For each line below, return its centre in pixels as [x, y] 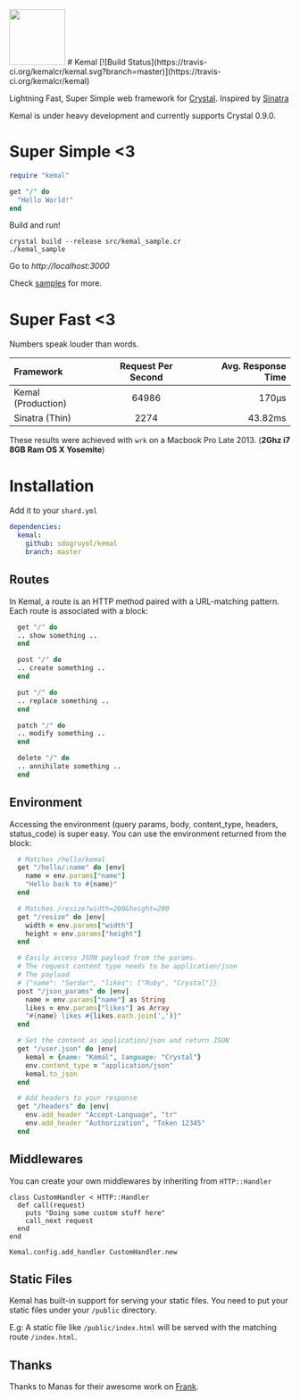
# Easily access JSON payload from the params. [108, 958]
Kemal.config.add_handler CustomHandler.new [93, 1252]
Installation [52, 486]
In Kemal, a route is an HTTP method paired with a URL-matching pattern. [144, 601]
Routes [29, 580]
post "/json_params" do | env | [73, 991]
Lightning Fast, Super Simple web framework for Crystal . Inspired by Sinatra [149, 98]
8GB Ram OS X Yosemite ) [57, 449]
